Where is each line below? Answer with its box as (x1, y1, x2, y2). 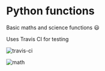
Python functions (6, 4, 95, 18)
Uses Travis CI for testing (6, 35, 69, 42)
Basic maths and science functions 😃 (6, 24, 100, 31)
